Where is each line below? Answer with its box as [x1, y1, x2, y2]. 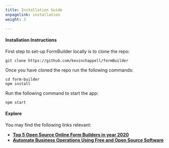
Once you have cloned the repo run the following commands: [5, 67, 134, 73]
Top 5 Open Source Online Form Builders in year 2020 [12, 131, 129, 137]
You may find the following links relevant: [5, 122, 92, 128]
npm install [5, 81, 31, 86]
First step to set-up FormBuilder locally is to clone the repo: [5, 48, 130, 54]
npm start [5, 100, 26, 105]
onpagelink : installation [5, 12, 60, 17]
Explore [5, 110, 22, 117]
